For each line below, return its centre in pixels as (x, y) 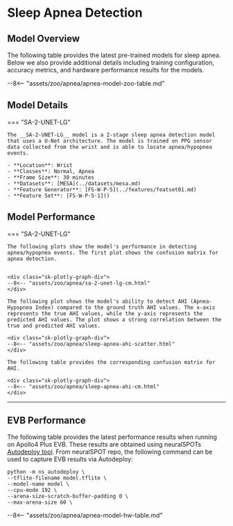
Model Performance (51, 217)
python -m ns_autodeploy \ (46, 472)
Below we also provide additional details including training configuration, (111, 63)
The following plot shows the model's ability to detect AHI (97, 301)
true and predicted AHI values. (54, 326)
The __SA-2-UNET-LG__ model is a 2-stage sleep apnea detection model (111, 135)
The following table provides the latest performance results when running (112, 437)
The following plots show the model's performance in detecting (102, 246)
